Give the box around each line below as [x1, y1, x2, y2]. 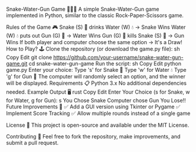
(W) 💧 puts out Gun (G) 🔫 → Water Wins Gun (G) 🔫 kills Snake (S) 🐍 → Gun [6, 32, 184, 39]
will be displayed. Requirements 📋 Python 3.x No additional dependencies [6, 80, 187, 87]
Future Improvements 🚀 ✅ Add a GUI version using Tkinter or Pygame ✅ [6, 103, 181, 110]
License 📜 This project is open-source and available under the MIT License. [6, 121, 190, 128]
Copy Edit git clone [6, 54, 52, 61]
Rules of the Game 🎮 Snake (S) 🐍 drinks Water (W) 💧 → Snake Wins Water [6, 24, 186, 31]
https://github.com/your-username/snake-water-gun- [53, 54, 184, 61]
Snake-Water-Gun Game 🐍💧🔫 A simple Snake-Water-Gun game [6, 6, 160, 12]
